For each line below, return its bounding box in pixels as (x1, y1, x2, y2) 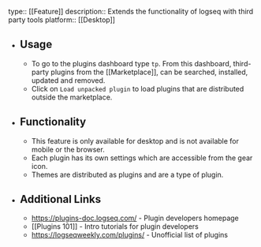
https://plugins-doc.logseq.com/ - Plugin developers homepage (31, 213, 239, 223)
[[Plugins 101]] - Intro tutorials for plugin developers (31, 222, 199, 231)
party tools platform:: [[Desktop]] (8, 15, 116, 24)
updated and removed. (31, 75, 106, 85)
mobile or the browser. (31, 144, 105, 154)
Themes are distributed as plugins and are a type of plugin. (31, 170, 224, 179)
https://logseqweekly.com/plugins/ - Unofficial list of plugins (31, 230, 229, 240)
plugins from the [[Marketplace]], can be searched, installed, (50, 67, 248, 77)
